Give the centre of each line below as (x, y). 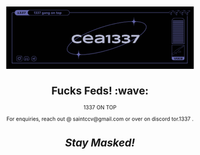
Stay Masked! (100, 143)
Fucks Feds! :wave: (100, 91)
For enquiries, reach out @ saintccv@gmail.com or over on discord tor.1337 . (100, 119)
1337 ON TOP (100, 107)
